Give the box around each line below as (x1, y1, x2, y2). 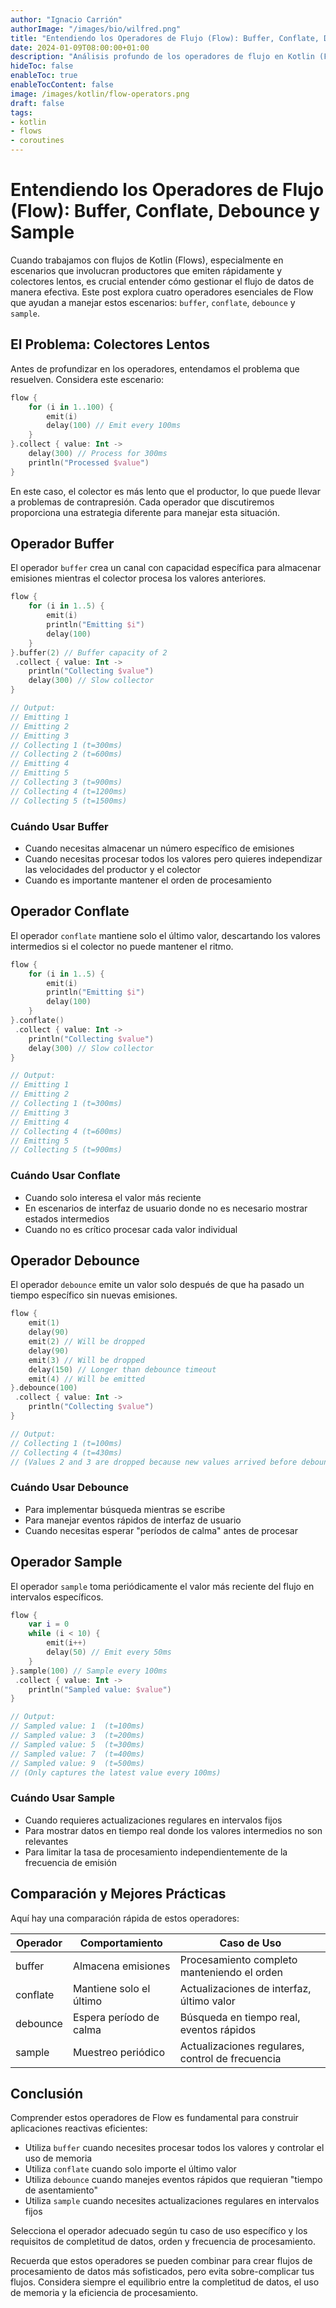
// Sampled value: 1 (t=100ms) (10, 1721, 145, 1731)
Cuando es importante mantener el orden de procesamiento (24, 874, 272, 886)
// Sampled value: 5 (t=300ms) (10, 1739, 145, 1750)
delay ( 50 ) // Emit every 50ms (46, 1647, 172, 1658)
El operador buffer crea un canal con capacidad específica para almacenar (10, 562, 322, 574)
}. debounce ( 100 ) (10, 1383, 78, 1393)
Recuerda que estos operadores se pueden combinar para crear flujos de (10, 2255, 313, 2267)
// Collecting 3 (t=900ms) (10, 777, 123, 788)
